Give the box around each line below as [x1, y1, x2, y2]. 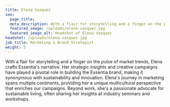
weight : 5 [5, 45, 26, 50]
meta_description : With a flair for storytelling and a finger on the [10, 21, 162, 27]
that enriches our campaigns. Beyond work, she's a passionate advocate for [5, 85, 164, 91]
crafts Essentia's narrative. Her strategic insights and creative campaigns [5, 64, 158, 70]
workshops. [5, 96, 30, 102]
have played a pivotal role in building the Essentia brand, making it [5, 69, 143, 75]
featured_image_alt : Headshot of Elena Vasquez [10, 31, 112, 36]
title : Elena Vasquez [5, 7, 51, 13]
